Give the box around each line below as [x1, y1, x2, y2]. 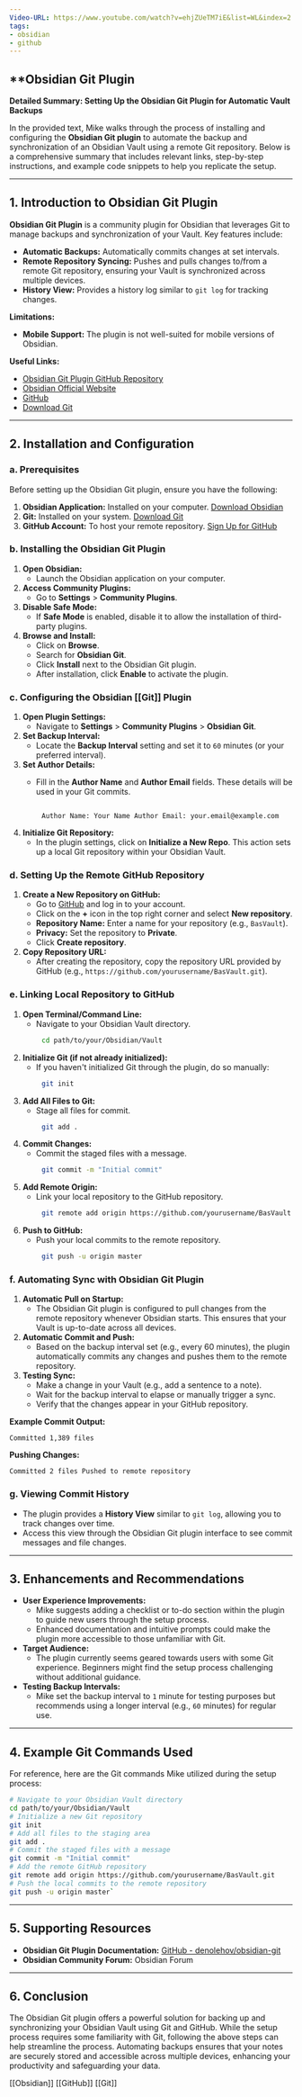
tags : [9, 22, 30, 31]
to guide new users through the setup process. [35, 1615, 209, 1625]
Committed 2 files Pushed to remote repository [9, 1467, 191, 1476]
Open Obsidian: [22, 563, 83, 574]
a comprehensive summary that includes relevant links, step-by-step [9, 151, 264, 162]
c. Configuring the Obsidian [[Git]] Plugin [9, 690, 192, 703]
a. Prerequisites [9, 463, 80, 476]
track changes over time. [22, 1517, 115, 1528]
